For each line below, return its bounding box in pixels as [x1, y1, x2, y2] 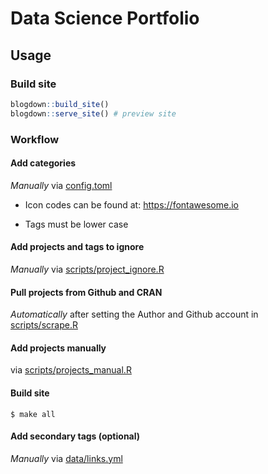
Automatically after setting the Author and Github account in [10, 308, 259, 321]
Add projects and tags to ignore [10, 241, 145, 253]
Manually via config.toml [10, 179, 113, 191]
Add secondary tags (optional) [10, 430, 141, 442]
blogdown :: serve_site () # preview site [10, 108, 177, 119]
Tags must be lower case [24, 218, 129, 230]
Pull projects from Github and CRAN [10, 286, 163, 298]
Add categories [10, 157, 77, 169]
